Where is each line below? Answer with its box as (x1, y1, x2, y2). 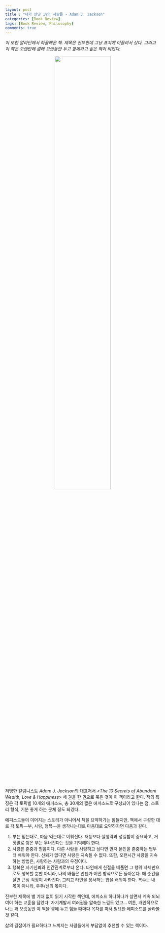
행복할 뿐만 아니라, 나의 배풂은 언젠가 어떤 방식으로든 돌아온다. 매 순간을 (21, 871, 160, 877)
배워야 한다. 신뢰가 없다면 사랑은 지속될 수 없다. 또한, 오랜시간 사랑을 (17, 852, 149, 858)
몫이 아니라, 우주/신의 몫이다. (12, 883, 68, 889)
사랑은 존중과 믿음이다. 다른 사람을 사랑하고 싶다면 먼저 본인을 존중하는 (12, 846, 148, 852)
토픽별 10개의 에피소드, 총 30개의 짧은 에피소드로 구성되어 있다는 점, (19, 800, 150, 806)
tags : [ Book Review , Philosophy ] (5, 21, 74, 26)
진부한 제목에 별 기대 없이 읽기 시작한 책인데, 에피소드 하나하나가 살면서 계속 (5, 894, 151, 899)
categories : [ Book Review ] (5, 16, 61, 21)
